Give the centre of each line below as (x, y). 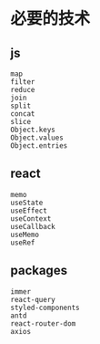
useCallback (33, 226)
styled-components (45, 308)
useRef (23, 243)
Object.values (37, 138)
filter (23, 82)
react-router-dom (43, 323)
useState (27, 203)
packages (39, 271)
